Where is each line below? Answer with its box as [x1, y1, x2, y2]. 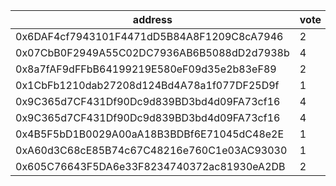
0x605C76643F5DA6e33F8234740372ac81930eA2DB [15, 160, 286, 173]
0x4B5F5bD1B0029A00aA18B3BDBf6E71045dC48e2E [15, 127, 285, 141]
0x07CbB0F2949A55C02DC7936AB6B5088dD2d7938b [15, 46, 290, 59]
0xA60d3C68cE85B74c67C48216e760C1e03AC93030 [15, 144, 288, 157]
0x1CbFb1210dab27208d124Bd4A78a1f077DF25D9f [15, 79, 280, 92]
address [132, 13, 173, 26]
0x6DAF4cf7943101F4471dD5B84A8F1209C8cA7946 [15, 30, 284, 43]
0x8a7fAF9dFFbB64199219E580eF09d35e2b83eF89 [15, 62, 277, 76]
